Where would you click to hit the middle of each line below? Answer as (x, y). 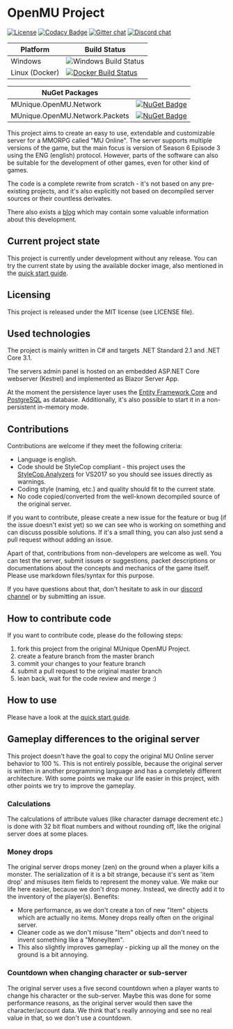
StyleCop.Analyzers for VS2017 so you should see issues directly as (115, 474)
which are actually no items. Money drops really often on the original (115, 918)
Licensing (29, 295)
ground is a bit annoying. (53, 955)
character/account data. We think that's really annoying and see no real (110, 1010)
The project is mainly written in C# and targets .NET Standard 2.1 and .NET (114, 350)
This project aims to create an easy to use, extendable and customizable (111, 133)
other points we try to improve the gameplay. (71, 785)
